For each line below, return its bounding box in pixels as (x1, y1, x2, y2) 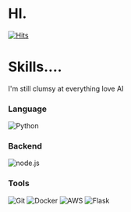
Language (8, 103, 48, 114)
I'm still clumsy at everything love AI (8, 84, 124, 93)
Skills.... (8, 58, 62, 76)
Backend (8, 141, 43, 152)
